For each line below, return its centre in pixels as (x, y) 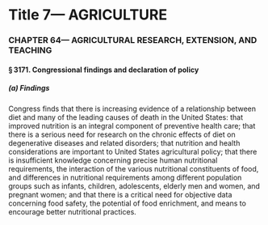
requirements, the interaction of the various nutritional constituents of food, (134, 168)
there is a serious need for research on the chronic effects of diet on (122, 134)
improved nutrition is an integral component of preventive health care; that (132, 125)
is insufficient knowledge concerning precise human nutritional (113, 160)
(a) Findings (29, 88)
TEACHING (30, 50)
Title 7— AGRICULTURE (88, 15)
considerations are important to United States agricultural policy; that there (133, 151)
